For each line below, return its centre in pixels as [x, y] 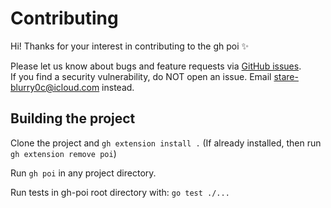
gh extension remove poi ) [63, 153]
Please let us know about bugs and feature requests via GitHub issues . [156, 66]
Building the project [73, 118]
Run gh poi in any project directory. [83, 173]
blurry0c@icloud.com [55, 87]
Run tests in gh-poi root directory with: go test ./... [120, 192]
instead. [118, 87]
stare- [286, 76]
